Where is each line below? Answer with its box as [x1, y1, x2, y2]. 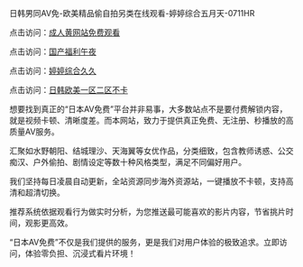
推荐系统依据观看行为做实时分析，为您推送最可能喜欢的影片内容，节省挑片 [9, 207, 286, 216]
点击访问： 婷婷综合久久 [9, 66, 96, 76]
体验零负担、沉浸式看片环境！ [24, 248, 136, 259]
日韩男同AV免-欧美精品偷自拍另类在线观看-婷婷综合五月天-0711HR [9, 8, 255, 18]
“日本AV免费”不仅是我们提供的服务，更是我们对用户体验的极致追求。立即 [9, 237, 280, 247]
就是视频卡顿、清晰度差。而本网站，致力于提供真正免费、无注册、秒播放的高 [9, 115, 294, 125]
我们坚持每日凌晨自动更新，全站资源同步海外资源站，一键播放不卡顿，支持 [9, 176, 286, 187]
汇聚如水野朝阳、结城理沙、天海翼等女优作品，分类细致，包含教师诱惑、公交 [9, 145, 294, 156]
